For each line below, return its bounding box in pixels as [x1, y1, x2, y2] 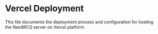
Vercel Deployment [5, 3, 84, 14]
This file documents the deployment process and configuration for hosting [5, 19, 154, 25]
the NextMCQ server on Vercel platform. [5, 24, 86, 30]
